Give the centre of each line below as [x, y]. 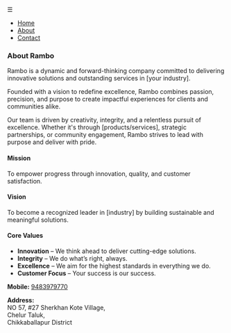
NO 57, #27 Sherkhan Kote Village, [57, 307]
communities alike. [34, 106]
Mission [19, 158]
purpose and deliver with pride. [52, 142]
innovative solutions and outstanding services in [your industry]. [99, 79]
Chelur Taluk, [26, 315]
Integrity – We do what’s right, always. [72, 258]
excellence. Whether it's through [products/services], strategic [97, 127]
